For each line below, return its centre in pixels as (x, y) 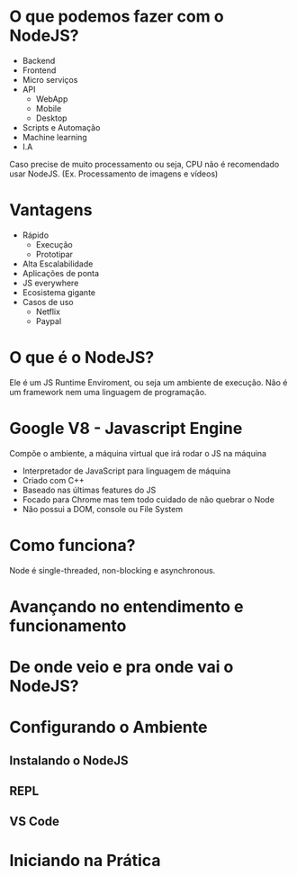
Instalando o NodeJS (69, 760)
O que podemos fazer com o (117, 17)
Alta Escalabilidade (58, 264)
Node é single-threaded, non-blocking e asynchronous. (112, 570)
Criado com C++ (53, 480)
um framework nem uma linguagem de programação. (108, 392)
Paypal (49, 321)
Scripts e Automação (61, 127)
